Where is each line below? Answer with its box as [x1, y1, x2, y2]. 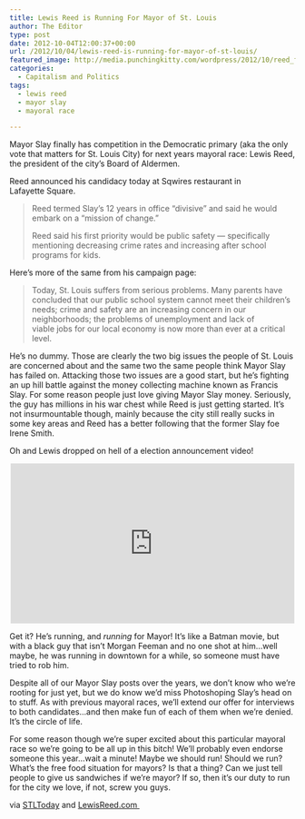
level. [31, 333, 53, 344]
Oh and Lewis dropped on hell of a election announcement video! [9, 446, 254, 457]
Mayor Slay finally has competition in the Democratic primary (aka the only [9, 139, 289, 150]
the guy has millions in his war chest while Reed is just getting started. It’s [9, 399, 285, 409]
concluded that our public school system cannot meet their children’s [31, 294, 290, 305]
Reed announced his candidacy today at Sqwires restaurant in [9, 176, 241, 187]
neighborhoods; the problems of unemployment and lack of [31, 314, 255, 325]
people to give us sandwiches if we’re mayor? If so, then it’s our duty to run [9, 773, 290, 784]
